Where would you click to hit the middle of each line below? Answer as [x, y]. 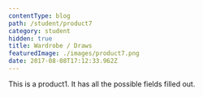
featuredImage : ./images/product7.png [74, 53]
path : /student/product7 [50, 23]
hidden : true [30, 38]
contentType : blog [39, 16]
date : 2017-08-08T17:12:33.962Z [63, 61]
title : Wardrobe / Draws [50, 46]
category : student [39, 31]
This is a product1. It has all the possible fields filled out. [102, 84]
